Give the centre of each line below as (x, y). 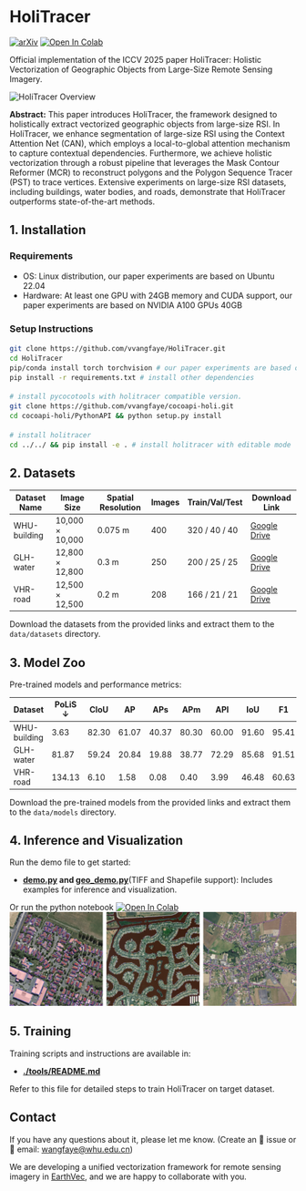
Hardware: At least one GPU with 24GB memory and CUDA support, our (158, 295)
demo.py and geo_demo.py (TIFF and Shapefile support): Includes (148, 880)
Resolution (120, 507)
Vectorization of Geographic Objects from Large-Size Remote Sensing (141, 69)
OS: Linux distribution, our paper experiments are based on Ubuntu (148, 276)
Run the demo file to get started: (70, 862)
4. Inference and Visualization (97, 841)
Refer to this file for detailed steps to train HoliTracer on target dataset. (142, 1088)
